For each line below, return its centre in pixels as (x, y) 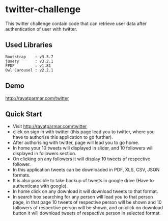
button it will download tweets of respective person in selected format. (87, 213)
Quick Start (24, 114)
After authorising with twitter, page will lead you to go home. (76, 143)
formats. (21, 175)
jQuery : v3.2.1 (29, 61)
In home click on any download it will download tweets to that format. (85, 191)
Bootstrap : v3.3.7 (29, 57)
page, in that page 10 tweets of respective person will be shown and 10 (87, 202)
